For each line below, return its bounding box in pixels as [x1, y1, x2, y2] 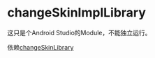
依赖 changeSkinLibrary [7, 43, 74, 51]
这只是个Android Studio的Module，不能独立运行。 [7, 28, 152, 37]
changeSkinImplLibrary [7, 5, 147, 21]
